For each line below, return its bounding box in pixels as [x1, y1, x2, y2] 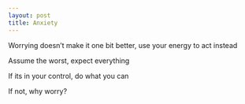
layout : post [8, 11, 51, 20]
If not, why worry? [8, 86, 68, 95]
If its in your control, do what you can [8, 71, 129, 80]
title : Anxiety [8, 19, 58, 27]
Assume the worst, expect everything [8, 56, 130, 65]
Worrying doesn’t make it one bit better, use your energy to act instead [8, 40, 238, 50]
